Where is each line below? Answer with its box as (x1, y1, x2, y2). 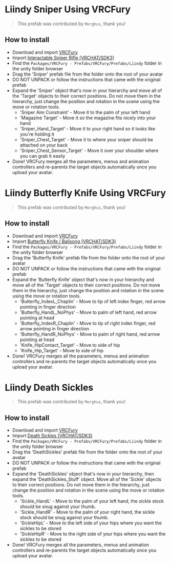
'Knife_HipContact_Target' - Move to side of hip (19, 342, 120, 348)
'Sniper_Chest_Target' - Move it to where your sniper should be (19, 136, 153, 142)
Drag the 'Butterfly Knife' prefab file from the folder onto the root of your (12, 254, 165, 260)
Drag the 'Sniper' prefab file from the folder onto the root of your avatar (12, 71, 163, 77)
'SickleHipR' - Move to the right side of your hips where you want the (19, 531, 166, 537)
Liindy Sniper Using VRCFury (5, 4, 131, 15)
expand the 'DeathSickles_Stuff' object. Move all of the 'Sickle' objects (12, 476, 162, 482)
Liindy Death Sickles (5, 382, 94, 393)
